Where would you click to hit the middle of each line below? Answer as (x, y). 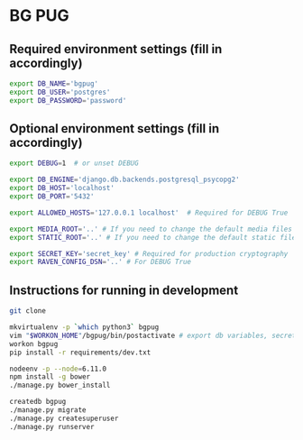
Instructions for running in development (124, 290)
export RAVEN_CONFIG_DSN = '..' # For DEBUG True (101, 262)
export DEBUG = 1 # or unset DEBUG (74, 163)
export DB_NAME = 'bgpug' (54, 84)
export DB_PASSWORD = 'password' (68, 100)
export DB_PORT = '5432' (52, 197)
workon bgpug (34, 344)
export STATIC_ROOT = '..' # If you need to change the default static (143, 237)
